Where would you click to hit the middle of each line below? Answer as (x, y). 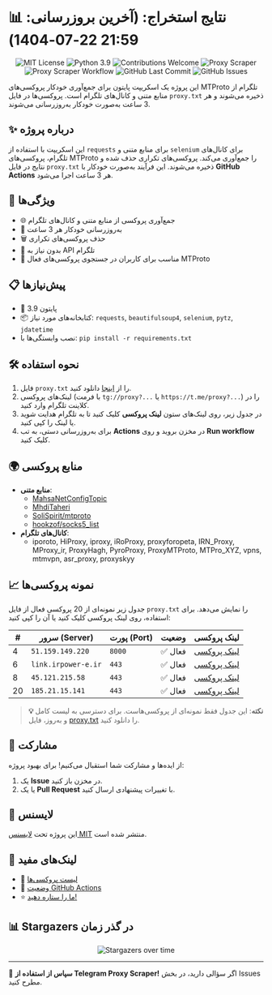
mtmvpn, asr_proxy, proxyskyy (83, 559)
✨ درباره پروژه (41, 129)
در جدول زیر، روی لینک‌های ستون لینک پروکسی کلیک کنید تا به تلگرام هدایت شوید (141, 414)
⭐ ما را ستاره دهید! (49, 897)
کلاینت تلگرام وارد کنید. (55, 405)
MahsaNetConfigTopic (70, 498)
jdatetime (37, 330)
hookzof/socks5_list (66, 524)
